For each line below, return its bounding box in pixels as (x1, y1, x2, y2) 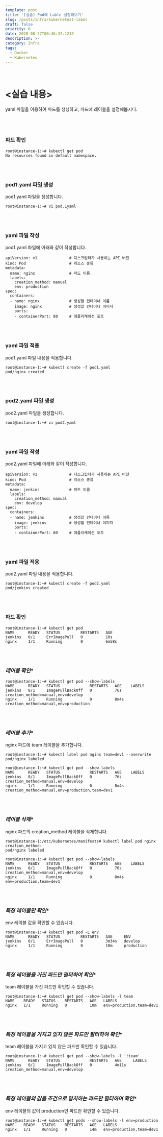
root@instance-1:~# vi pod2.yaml (5, 420, 76, 425)
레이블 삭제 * (5, 816, 34, 823)
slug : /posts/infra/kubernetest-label (5, 17, 88, 22)
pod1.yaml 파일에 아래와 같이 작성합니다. (5, 245, 87, 251)
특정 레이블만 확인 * (5, 907, 49, 914)
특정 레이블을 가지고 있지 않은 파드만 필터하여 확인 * (5, 1031, 123, 1038)
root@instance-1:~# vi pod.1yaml (5, 204, 76, 209)
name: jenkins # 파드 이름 (10, 487, 90, 493)
